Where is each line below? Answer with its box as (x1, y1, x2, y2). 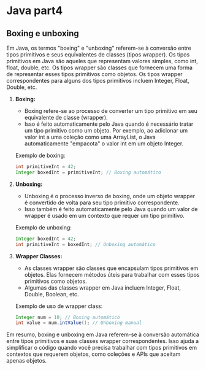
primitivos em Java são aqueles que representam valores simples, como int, (6, 58, 198, 64)
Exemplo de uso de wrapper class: (15, 302, 103, 310)
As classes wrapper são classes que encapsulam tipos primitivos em (24, 264, 199, 272)
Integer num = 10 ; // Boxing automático (15, 314, 120, 320)
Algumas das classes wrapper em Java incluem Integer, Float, (24, 283, 181, 291)
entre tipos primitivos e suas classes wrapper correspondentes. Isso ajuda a (6, 337, 199, 345)
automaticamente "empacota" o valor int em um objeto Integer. (24, 140, 184, 147)
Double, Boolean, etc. (24, 290, 79, 298)
